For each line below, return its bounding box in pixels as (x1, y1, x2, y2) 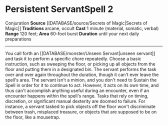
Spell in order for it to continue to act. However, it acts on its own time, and (5, 82, 159, 88)
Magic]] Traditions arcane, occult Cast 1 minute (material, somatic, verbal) (5, 25, 159, 31)
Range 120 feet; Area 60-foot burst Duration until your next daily (5, 30, 139, 36)
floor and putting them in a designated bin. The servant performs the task (5, 66, 156, 72)
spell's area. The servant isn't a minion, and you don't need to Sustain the (5, 76, 157, 83)
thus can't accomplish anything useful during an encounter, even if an (5, 87, 149, 93)
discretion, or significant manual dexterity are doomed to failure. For (5, 98, 145, 104)
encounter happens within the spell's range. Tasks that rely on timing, (5, 92, 149, 98)
